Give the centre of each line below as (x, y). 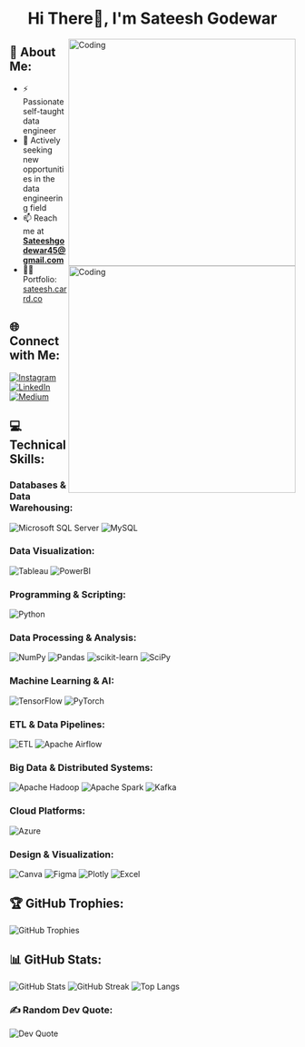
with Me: (35, 356)
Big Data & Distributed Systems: (81, 767)
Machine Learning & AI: (62, 681)
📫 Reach (40, 218)
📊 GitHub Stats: (56, 960)
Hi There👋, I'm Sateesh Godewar (152, 19)
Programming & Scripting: (68, 594)
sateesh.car (44, 289)
